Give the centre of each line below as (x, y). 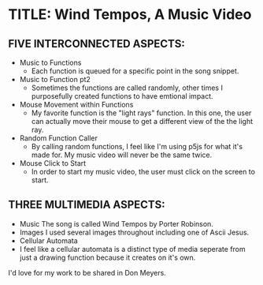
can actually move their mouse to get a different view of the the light (142, 121)
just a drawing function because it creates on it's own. (107, 257)
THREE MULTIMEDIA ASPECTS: (87, 205)
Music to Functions (50, 62)
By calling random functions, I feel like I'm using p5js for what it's (137, 146)
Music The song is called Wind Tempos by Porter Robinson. (117, 223)
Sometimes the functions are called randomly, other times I (127, 88)
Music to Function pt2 (55, 79)
